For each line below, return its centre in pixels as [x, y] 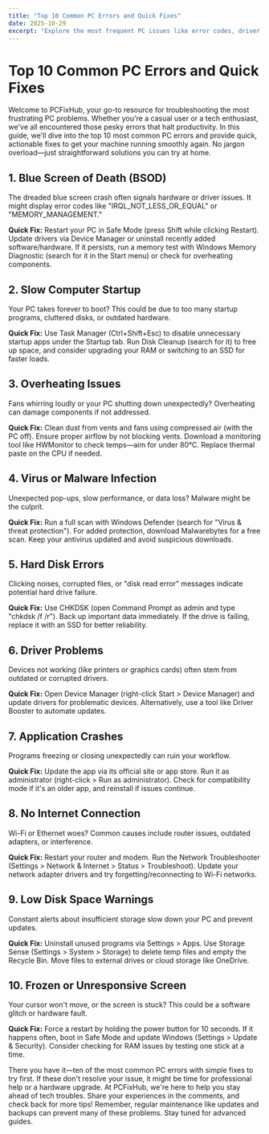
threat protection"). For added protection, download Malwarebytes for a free [134, 530]
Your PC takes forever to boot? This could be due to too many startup [123, 309]
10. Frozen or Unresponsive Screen [98, 986]
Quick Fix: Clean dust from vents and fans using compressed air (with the [130, 427]
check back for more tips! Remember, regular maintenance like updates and [134, 1104]
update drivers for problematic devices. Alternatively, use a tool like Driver [131, 703]
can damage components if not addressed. [79, 412]
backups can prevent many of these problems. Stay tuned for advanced [127, 1113]
